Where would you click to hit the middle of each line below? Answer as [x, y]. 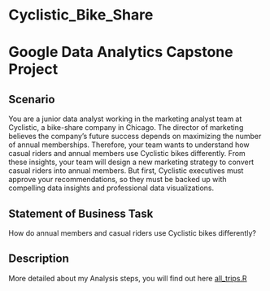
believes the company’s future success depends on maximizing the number [135, 137]
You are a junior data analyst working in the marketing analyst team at [125, 119]
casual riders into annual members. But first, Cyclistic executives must [126, 171]
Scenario [32, 99]
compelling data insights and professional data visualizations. [111, 188]
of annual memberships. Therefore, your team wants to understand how [129, 145]
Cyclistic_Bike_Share [81, 15]
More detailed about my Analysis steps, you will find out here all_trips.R [128, 278]
